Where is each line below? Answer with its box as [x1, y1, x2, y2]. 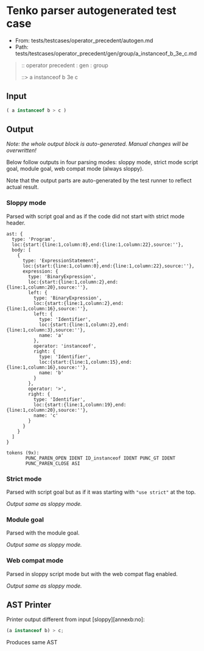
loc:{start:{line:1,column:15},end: [38, 359, 132, 365]
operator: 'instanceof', [33, 343, 97, 349]
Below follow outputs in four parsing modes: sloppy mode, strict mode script [6, 159, 199, 166]
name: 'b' [38, 370, 64, 376]
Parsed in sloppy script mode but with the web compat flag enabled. [6, 570, 178, 577]
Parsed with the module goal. [6, 529, 80, 537]
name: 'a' [38, 332, 64, 339]
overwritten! [6, 147, 37, 154]
